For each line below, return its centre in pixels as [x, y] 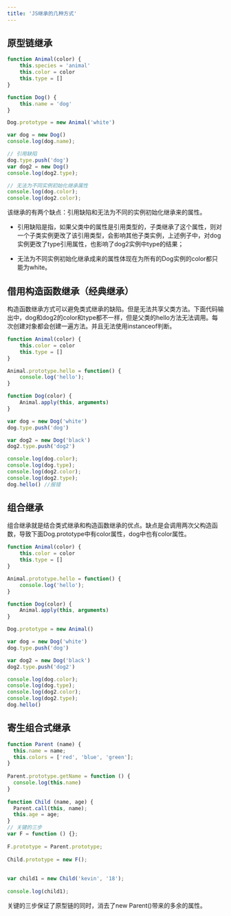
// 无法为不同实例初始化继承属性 [47, 185]
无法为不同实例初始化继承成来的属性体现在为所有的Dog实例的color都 [114, 259]
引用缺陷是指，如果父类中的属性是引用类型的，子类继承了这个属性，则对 [119, 227]
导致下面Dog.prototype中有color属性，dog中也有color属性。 [104, 534]
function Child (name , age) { [51, 802]
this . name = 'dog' [46, 104]
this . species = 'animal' [55, 66]
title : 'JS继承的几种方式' [42, 13]
